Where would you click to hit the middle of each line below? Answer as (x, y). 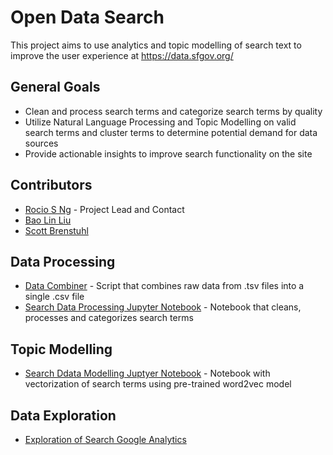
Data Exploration (63, 415)
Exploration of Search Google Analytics (105, 439)
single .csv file (54, 297)
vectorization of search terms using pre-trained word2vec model (158, 384)
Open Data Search (87, 17)
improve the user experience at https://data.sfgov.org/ (122, 55)
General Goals (55, 87)
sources (41, 143)
